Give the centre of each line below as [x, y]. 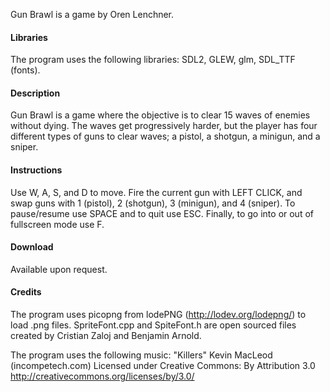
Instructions [36, 170]
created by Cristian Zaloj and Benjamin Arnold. [106, 336]
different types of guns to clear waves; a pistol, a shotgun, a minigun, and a [165, 136]
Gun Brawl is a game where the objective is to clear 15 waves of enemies [160, 115]
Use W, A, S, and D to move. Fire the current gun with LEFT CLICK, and [156, 192]
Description [35, 93]
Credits [26, 292]
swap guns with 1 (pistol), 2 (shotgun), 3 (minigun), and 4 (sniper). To [153, 203]
